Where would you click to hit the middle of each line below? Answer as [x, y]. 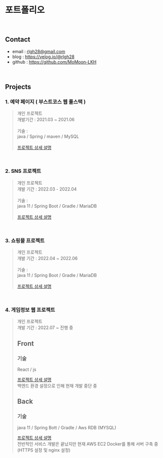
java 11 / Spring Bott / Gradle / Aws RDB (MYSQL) [67, 427]
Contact [18, 40]
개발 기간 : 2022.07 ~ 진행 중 [45, 327]
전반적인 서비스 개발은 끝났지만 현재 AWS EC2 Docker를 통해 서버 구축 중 [88, 444]
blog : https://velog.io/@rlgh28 [43, 57]
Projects [18, 87]
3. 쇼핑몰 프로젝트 [25, 240]
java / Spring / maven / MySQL [48, 136]
